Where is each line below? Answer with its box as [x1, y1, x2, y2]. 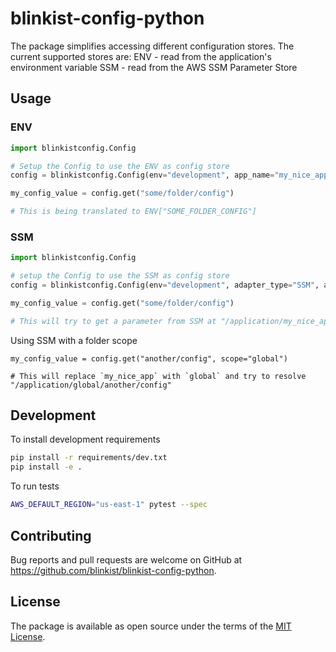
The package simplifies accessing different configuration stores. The [10, 40, 295, 52]
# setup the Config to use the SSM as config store [10, 271, 230, 281]
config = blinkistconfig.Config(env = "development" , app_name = [10, 170, 275, 181]
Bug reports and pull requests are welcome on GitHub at [10, 553, 243, 566]
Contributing [10, 527, 92, 544]
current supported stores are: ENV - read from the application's [10, 50, 272, 62]
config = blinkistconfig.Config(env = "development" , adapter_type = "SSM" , [10, 280, 320, 291]
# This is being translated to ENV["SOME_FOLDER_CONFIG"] [10, 207, 257, 217]
